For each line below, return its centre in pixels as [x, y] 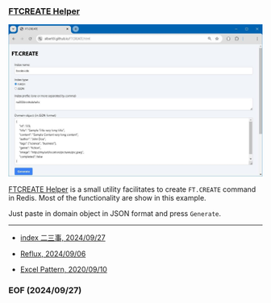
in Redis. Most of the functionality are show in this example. [108, 198]
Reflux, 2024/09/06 [53, 254]
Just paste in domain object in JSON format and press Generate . [115, 214]
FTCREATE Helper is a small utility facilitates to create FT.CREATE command [132, 189]
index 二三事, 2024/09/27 [63, 238]
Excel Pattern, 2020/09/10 [63, 269]
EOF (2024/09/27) [45, 290]
